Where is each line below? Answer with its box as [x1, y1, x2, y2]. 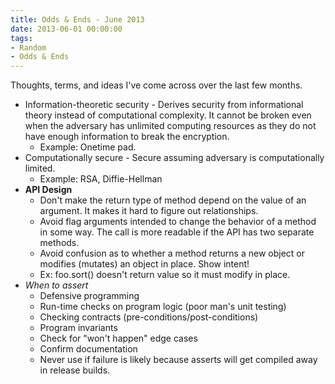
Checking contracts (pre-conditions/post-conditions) [39, 311, 259, 323]
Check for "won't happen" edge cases [39, 332, 198, 345]
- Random [10, 42, 47, 53]
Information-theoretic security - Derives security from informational [24, 99, 304, 111]
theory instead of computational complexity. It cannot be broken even [24, 109, 312, 121]
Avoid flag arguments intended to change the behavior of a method [39, 216, 317, 228]
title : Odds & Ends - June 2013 [10, 14, 145, 25]
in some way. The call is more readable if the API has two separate [39, 226, 315, 238]
